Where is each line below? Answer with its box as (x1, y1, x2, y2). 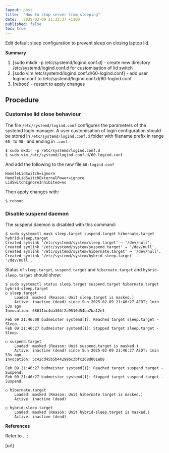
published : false (5, 21, 42, 27)
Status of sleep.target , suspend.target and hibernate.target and (5, 267, 142, 273)
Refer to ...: (5, 433, 29, 439)
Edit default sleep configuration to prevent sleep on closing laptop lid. (5, 40, 150, 46)
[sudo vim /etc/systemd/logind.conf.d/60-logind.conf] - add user (12, 70, 148, 76)
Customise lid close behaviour (5, 110, 81, 118)
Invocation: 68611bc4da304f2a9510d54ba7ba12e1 (5, 308, 105, 313)
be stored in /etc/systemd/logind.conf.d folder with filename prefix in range (5, 133, 164, 139)
